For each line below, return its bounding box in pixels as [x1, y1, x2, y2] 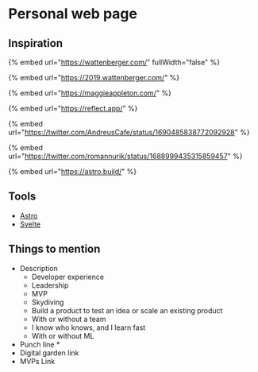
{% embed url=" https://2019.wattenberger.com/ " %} [8, 73, 180, 82]
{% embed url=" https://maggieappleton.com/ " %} [8, 88, 172, 98]
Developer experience [31, 272, 105, 281]
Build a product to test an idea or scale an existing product [31, 305, 223, 315]
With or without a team [31, 314, 106, 324]
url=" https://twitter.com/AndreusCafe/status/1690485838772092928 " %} [8, 128, 250, 137]
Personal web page [8, 5, 137, 23]
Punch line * [19, 339, 60, 349]
